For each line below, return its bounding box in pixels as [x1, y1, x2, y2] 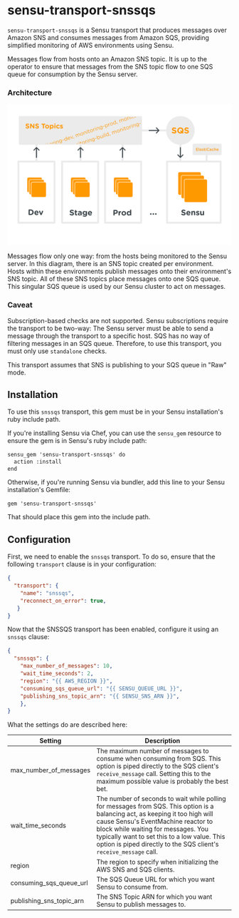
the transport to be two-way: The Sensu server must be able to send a [7, 324, 213, 332]
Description [144, 736, 181, 745]
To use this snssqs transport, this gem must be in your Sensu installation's [7, 407, 224, 416]
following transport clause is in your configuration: [7, 560, 156, 568]
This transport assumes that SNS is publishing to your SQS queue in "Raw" [7, 360, 227, 369]
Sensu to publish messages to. [96, 900, 186, 909]
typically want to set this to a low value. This [96, 832, 225, 841]
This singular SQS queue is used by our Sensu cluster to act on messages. [7, 282, 226, 291]
